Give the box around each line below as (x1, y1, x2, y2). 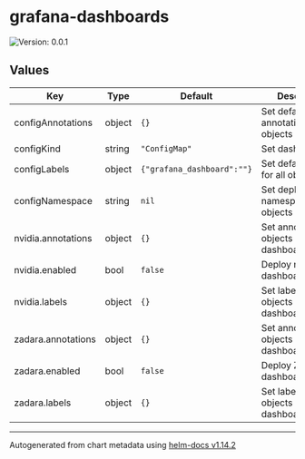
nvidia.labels (14, 295, 68, 308)
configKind (14, 142, 61, 155)
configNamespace (14, 194, 93, 207)
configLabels (14, 162, 70, 175)
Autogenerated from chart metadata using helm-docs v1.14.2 (9, 439, 236, 450)
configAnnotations (14, 116, 93, 129)
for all (261, 168, 286, 181)
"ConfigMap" (140, 143, 192, 153)
